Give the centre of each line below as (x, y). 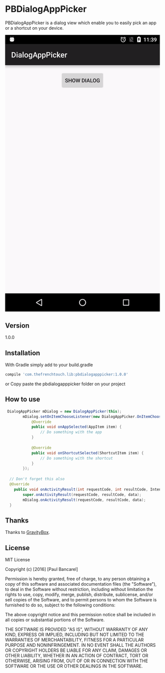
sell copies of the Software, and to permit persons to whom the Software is (81, 600)
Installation (23, 353)
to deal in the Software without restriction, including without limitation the (79, 589)
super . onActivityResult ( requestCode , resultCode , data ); (82, 494)
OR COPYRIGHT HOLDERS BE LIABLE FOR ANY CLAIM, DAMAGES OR (76, 650)
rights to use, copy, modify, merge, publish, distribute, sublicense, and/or (79, 595)
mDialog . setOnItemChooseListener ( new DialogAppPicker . (80, 416)
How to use (23, 399)
